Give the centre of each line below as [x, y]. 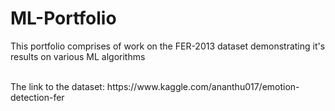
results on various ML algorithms [78, 56]
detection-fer [37, 97]
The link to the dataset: [57, 86]
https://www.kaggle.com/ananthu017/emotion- [203, 86]
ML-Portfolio [63, 18]
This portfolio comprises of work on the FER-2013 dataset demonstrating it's [168, 46]
